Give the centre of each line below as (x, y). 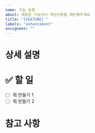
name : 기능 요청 (20, 10)
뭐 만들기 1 (23, 95)
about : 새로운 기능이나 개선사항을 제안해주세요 (48, 15)
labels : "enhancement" (29, 24)
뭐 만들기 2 (23, 101)
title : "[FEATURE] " (27, 19)
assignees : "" (20, 29)
